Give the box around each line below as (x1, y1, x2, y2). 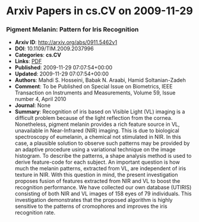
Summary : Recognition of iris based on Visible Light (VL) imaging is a (14, 108, 185, 115)
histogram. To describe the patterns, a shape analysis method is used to (14, 153, 192, 160)
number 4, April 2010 (14, 96, 67, 103)
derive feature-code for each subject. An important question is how (14, 158, 180, 166)
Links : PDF (14, 58, 42, 65)
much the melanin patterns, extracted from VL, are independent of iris (14, 165, 186, 172)
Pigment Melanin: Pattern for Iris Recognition (6, 26, 139, 34)
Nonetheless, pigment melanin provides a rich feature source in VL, (14, 120, 180, 128)
